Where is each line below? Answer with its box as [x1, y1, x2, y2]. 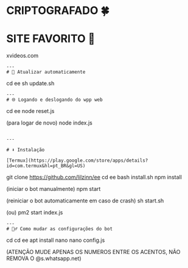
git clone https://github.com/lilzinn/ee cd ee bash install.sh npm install [6, 174, 183, 181]
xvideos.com [6, 52, 39, 60]
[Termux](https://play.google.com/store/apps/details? [6, 157, 148, 164]
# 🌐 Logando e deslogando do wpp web [6, 97, 103, 103]
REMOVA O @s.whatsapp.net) [6, 255, 82, 262]
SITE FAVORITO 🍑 [6, 32, 96, 46]
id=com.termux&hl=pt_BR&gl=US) [6, 163, 86, 169]
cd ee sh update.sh [6, 80, 55, 87]
